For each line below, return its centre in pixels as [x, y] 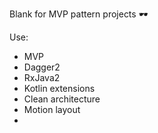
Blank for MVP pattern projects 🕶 [79, 14]
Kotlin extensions [59, 88]
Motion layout [52, 109]
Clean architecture [62, 99]
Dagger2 [42, 67]
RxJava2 [42, 77]
